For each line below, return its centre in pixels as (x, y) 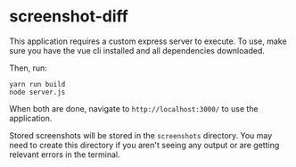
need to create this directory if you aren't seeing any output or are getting (144, 145)
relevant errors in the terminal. (65, 154)
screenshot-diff (69, 17)
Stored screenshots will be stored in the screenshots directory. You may (141, 135)
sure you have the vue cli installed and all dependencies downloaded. (137, 50)
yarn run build (37, 84)
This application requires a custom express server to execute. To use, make (148, 41)
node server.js (37, 92)
